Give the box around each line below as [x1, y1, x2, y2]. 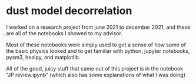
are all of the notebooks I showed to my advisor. [6, 29, 122, 36]
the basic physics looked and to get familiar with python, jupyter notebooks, [6, 47, 190, 54]
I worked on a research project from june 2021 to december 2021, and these [6, 23, 191, 31]
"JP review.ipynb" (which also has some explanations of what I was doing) [6, 71, 186, 78]
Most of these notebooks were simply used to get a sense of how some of [6, 41, 187, 48]
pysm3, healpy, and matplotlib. [6, 53, 81, 61]
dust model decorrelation [6, 4, 132, 18]
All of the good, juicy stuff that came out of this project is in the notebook [6, 65, 184, 72]
